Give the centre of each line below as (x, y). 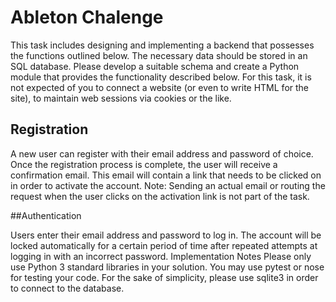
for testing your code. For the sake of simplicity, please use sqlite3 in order (164, 277)
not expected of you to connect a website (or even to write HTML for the (160, 87)
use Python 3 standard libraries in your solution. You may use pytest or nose (167, 267)
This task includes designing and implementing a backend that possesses (162, 45)
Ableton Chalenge (87, 17)
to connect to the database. (67, 288)
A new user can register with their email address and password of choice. (162, 153)
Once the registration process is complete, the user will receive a (144, 164)
